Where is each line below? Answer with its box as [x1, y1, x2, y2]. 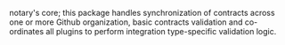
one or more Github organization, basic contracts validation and [9, 17, 243, 27]
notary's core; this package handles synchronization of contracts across [9, 8, 275, 18]
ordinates [9, 26, 45, 36]
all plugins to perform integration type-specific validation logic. [45, 26, 277, 36]
